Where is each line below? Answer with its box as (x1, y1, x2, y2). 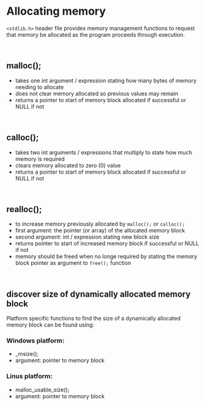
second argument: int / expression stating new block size (15, 234, 160, 241)
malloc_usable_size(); (15, 386, 70, 393)
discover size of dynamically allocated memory (6, 289, 191, 299)
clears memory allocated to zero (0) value (15, 161, 121, 169)
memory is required (15, 155, 65, 163)
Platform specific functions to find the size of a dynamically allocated (6, 315, 181, 322)
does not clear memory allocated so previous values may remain (15, 90, 179, 97)
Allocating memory (6, 4, 106, 18)
